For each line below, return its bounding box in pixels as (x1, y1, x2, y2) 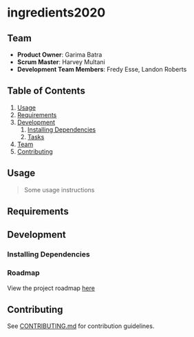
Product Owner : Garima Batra (17, 50, 103, 59)
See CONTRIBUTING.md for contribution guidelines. (7, 322, 155, 330)
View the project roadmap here (7, 284, 95, 292)
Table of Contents (7, 85, 86, 97)
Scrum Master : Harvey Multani (17, 58, 105, 66)
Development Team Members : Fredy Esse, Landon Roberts (17, 65, 187, 73)
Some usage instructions (23, 185, 95, 194)
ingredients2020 (7, 5, 106, 21)
